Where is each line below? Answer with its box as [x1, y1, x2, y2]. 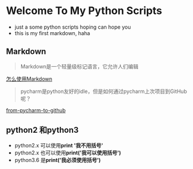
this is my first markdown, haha [14, 29, 91, 36]
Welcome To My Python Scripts [6, 4, 163, 18]
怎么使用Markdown [6, 75, 53, 82]
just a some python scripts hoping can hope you [14, 23, 131, 30]
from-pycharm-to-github [6, 106, 66, 113]
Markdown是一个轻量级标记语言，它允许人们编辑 [20, 63, 139, 70]
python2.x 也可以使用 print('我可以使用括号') [14, 149, 122, 156]
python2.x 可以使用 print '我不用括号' [14, 142, 104, 149]
